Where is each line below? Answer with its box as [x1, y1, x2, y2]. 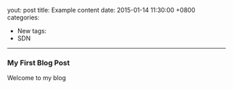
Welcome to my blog [7, 74, 66, 82]
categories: [7, 13, 40, 22]
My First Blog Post [7, 58, 71, 67]
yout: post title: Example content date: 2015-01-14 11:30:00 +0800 [7, 6, 196, 14]
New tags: [17, 27, 47, 35]
